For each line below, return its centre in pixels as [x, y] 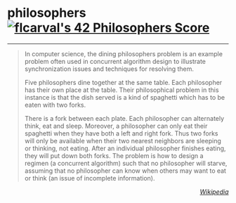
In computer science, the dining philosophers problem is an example [124, 53]
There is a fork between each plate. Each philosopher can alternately [124, 118]
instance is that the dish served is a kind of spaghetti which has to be [125, 97]
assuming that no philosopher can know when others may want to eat [125, 171]
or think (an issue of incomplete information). [90, 178]
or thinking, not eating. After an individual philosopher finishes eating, [125, 148]
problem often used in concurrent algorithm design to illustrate [115, 61]
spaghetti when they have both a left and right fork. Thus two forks [121, 133]
